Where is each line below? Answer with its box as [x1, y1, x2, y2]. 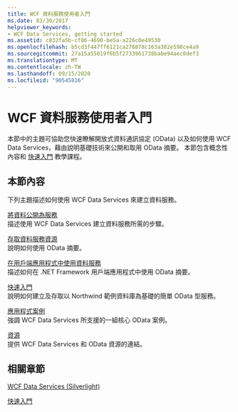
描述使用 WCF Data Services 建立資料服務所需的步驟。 [7, 220, 168, 228]
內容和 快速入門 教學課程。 [7, 153, 86, 161]
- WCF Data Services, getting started [7, 30, 123, 38]
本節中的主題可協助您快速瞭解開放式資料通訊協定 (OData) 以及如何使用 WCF [7, 135, 232, 143]
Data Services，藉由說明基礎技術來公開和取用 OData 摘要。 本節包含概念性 [7, 143, 228, 152]
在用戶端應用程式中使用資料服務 [7, 259, 101, 267]
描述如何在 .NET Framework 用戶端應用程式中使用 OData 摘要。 [7, 268, 195, 277]
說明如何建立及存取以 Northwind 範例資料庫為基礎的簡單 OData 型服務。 [7, 292, 219, 300]
